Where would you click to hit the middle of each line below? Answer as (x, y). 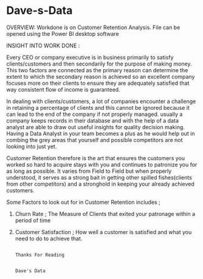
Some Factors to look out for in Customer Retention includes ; (84, 202)
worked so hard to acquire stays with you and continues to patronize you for (102, 164)
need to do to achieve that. (49, 238)
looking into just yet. (32, 146)
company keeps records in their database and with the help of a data (93, 120)
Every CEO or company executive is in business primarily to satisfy (90, 57)
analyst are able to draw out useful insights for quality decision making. (96, 127)
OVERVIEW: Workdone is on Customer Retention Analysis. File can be (93, 27)
